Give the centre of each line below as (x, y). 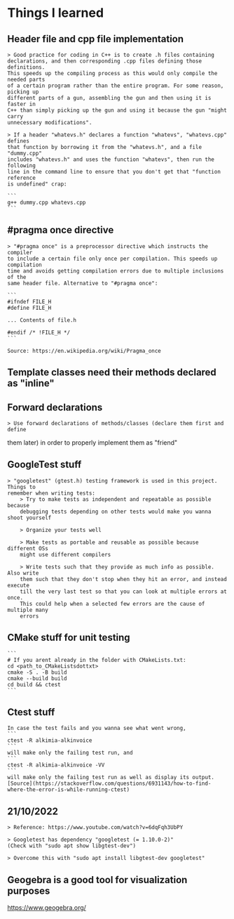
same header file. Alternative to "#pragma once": (83, 283)
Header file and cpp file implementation (96, 39)
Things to (22, 487)
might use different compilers (66, 554)
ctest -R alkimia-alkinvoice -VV (56, 765)
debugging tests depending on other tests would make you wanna (116, 511)
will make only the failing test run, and (70, 753)
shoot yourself (29, 518)
